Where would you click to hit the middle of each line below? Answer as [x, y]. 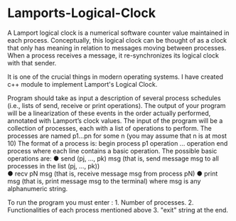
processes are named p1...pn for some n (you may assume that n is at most [117, 136]
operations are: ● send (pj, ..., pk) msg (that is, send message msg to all [113, 158]
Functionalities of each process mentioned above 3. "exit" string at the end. [118, 210]
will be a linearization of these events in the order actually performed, [109, 113]
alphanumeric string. [38, 188]
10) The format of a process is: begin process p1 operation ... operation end [118, 143]
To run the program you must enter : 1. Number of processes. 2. [101, 202]
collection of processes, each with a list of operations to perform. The [109, 128]
